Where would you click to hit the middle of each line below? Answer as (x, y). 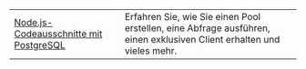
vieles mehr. (151, 51)
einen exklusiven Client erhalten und (202, 39)
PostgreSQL (40, 45)
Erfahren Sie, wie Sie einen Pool (193, 17)
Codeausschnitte (51, 34)
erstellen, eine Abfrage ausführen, (197, 28)
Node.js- (33, 22)
